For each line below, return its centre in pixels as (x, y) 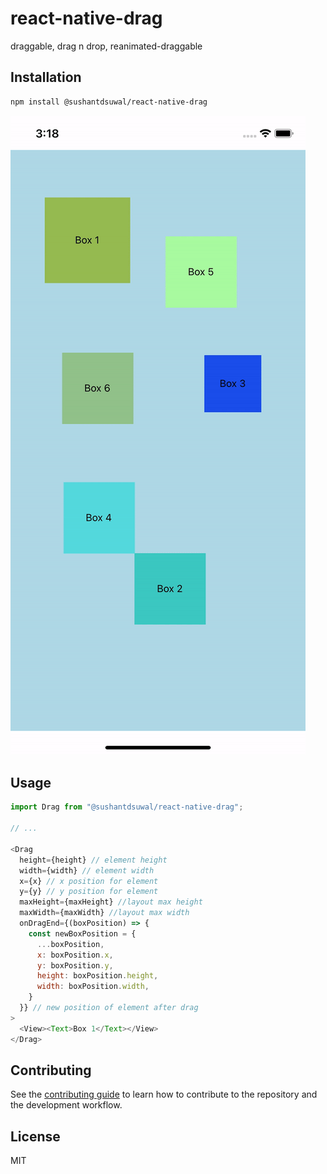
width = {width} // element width (87, 870)
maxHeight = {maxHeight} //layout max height (111, 902)
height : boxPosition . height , (97, 976)
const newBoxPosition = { (82, 933)
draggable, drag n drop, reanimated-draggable (106, 46)
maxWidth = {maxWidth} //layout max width (104, 913)
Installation (46, 77)
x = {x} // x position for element (89, 881)
